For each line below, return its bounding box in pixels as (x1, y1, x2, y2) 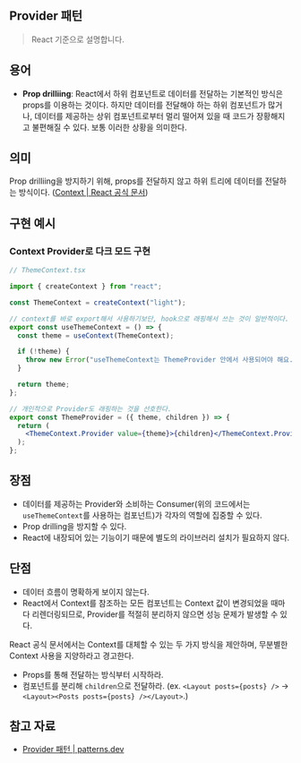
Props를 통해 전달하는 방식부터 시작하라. (21, 669, 164, 680)
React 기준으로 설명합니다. (30, 34, 125, 45)
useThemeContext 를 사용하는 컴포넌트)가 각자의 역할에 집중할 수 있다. (21, 510, 262, 520)
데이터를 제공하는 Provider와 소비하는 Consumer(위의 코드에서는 (21, 498, 251, 509)
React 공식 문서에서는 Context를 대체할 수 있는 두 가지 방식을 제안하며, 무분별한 (9, 639, 288, 649)
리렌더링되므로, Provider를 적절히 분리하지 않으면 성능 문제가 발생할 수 (31, 608, 279, 620)
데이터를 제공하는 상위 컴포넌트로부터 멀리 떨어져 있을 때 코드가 (34, 110, 254, 121)
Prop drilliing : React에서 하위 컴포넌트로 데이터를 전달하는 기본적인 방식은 (21, 88, 284, 99)
